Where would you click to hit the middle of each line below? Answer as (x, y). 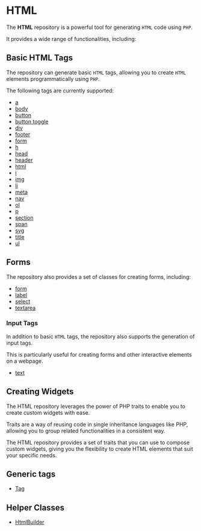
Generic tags (31, 474)
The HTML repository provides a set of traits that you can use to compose (98, 442)
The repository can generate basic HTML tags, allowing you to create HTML (96, 72)
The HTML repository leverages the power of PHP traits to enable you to (96, 406)
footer (23, 134)
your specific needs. (32, 455)
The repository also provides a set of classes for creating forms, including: (99, 277)
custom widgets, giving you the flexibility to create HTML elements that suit (100, 449)
